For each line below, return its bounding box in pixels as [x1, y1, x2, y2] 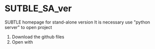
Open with [11, 39, 33, 45]
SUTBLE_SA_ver [4, 3, 72, 14]
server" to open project [4, 24, 52, 30]
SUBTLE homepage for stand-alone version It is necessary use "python [4, 19, 151, 25]
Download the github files [11, 34, 65, 40]
